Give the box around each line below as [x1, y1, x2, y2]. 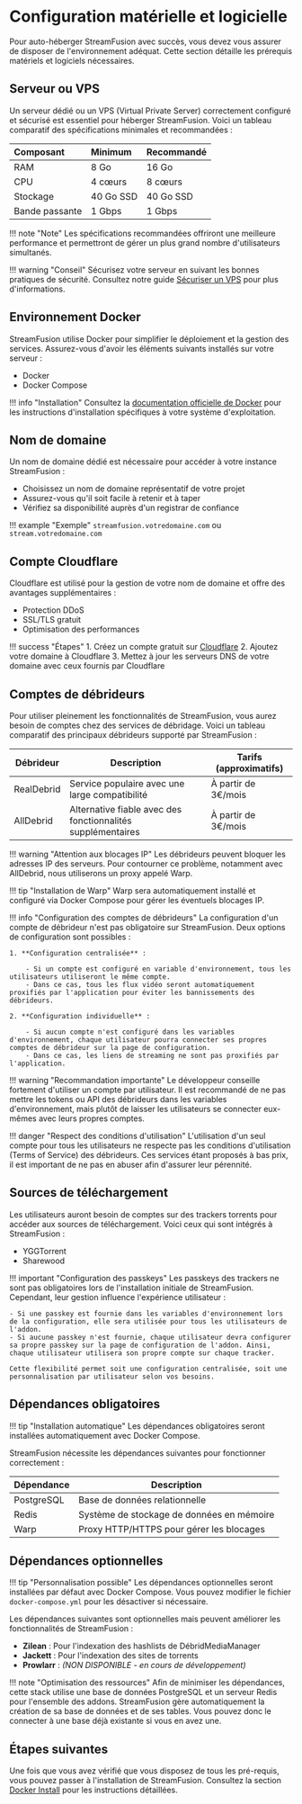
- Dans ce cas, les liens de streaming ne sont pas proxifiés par [25, 1051, 280, 1060]
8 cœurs [146, 175, 182, 188]
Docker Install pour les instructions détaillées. [9, 1784, 178, 1796]
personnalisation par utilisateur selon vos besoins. [9, 1372, 216, 1381]
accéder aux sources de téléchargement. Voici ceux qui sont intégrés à [9, 1218, 273, 1229]
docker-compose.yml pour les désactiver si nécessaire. [9, 1596, 209, 1607]
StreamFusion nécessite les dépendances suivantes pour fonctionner [9, 1447, 266, 1458]
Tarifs [236, 751, 262, 763]
